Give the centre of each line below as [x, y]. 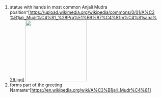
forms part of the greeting [36, 85]
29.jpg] [17, 80]
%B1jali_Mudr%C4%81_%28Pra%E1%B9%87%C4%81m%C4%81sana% [83, 17]
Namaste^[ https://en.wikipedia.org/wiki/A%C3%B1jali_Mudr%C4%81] [80, 90]
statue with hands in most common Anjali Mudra [58, 7]
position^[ [20, 12]
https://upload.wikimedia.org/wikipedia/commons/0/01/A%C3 [92, 12]
